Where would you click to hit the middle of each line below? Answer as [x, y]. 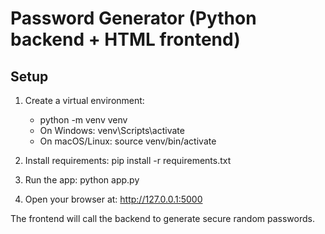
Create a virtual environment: [84, 100]
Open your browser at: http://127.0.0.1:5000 [113, 199]
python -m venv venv [83, 120]
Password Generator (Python [133, 18]
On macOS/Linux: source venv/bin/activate [128, 141]
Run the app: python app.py [82, 180]
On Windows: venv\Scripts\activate [112, 130]
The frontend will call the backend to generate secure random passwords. [162, 218]
